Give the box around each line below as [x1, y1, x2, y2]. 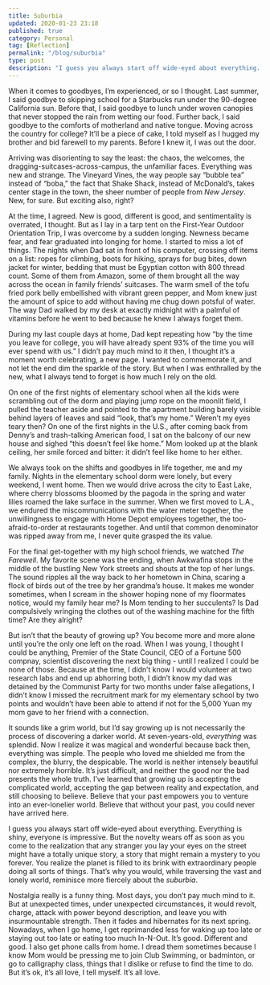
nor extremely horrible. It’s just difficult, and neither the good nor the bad [8, 765, 250, 775]
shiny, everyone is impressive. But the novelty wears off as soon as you [8, 832, 245, 842]
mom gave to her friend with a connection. [8, 707, 149, 717]
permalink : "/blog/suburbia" [8, 49, 106, 57]
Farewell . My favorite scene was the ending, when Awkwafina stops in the [8, 555, 254, 565]
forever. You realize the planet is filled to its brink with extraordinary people [8, 857, 257, 868]
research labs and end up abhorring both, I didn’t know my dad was [8, 672, 233, 683]
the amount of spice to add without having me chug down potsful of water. [8, 296, 256, 306]
